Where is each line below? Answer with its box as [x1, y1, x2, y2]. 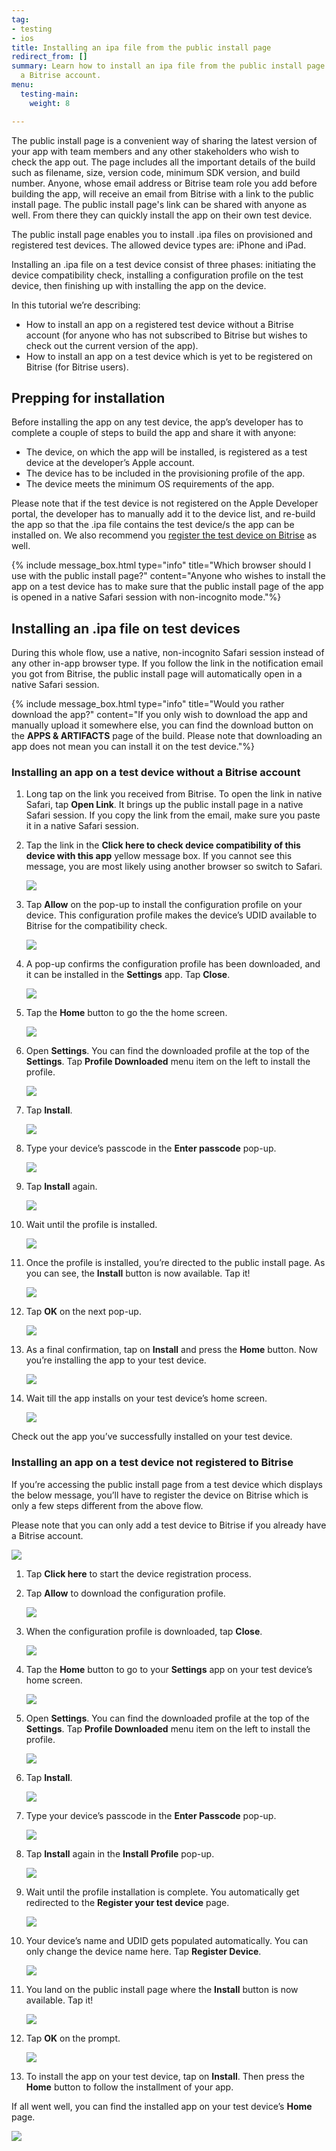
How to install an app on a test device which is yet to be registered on [25, 350, 313, 362]
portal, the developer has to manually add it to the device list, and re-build [11, 508, 316, 520]
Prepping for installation [11, 389, 166, 406]
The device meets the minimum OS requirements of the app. [25, 478, 275, 490]
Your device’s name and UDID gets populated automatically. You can [25, 1934, 309, 1946]
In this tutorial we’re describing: [11, 299, 141, 311]
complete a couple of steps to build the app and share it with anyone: [11, 427, 297, 439]
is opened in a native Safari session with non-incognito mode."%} [11, 591, 282, 603]
